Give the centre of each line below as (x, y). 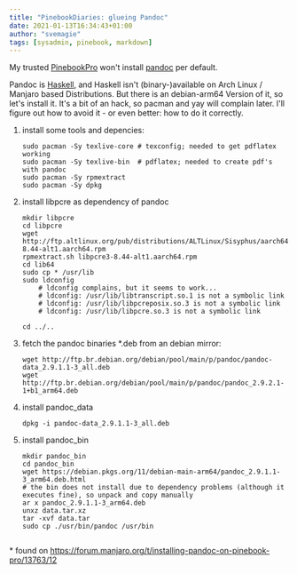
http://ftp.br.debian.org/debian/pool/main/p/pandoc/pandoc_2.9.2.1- (153, 383)
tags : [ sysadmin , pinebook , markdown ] (81, 42)
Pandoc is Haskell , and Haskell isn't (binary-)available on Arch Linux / (136, 84)
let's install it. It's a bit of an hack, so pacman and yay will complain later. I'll (147, 104)
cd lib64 (38, 265)
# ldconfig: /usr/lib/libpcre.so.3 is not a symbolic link (150, 312)
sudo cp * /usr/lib (58, 273)
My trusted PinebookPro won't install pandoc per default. (113, 68)
